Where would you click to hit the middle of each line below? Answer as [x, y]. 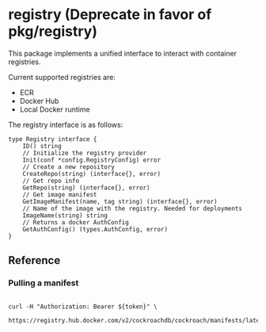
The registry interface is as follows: [66, 124]
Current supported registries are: [62, 77]
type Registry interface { [53, 139]
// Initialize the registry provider [85, 153]
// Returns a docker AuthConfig [76, 222]
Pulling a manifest [44, 283]
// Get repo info [51, 181]
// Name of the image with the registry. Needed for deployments [133, 208]
